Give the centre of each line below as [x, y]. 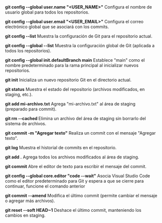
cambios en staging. [25, 215]
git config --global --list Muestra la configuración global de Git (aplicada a [80, 45]
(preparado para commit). [31, 109]
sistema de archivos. [26, 124]
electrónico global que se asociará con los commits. [57, 27]
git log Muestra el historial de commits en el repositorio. [61, 147]
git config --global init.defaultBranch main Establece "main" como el [75, 60]
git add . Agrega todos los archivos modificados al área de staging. [72, 157]
